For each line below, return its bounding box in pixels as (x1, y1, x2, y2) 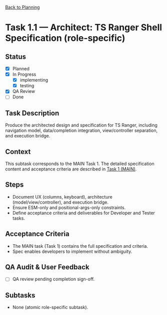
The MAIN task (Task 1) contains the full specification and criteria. (12, 243, 148, 249)
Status (5, 52, 26, 61)
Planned (12, 66, 30, 72)
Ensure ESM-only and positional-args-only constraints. (12, 204, 126, 210)
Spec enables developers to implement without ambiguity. (12, 248, 132, 254)
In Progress (12, 71, 36, 77)
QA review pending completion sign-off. (12, 276, 95, 282)
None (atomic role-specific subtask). (12, 304, 88, 310)
